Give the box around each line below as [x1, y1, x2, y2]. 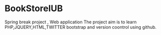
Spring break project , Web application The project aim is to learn [4, 19, 137, 25]
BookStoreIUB [4, 3, 63, 14]
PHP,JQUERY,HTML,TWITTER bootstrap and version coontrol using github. [4, 24, 157, 30]
